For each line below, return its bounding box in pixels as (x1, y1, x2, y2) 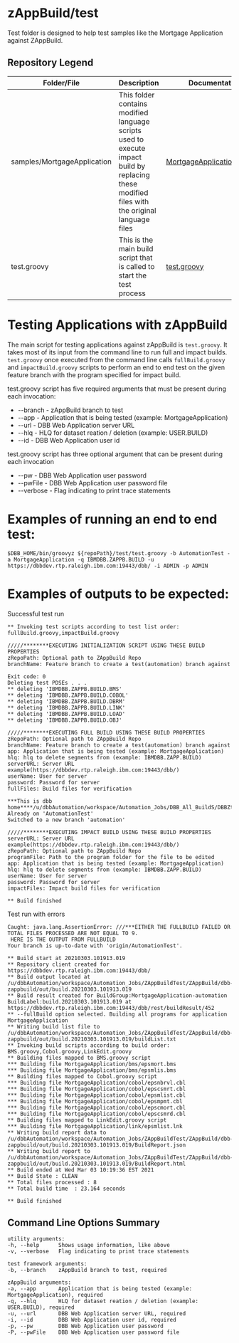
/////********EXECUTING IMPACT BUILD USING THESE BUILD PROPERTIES (7, 828, 212, 836)
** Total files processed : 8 (7, 1179, 97, 1186)
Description (118, 78, 159, 88)
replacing (118, 169, 151, 179)
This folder (118, 90, 155, 100)
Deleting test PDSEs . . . (7, 679, 87, 686)
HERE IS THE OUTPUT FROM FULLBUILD (10, 936, 116, 943)
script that (118, 253, 153, 263)
